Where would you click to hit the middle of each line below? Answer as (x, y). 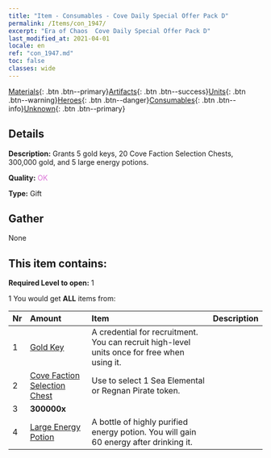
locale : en (27, 46)
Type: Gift (25, 193)
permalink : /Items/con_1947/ (57, 23)
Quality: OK (28, 178)
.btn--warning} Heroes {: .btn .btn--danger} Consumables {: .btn (112, 100)
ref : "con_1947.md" (41, 53)
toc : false (27, 61)
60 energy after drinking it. (142, 443)
